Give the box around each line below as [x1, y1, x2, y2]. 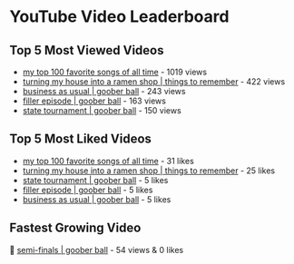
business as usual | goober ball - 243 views [22, 86, 186, 96]
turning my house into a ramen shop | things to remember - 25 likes [22, 165, 275, 176]
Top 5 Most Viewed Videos [9, 43, 165, 58]
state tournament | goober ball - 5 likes [22, 174, 169, 185]
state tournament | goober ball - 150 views [22, 105, 181, 115]
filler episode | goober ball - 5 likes [22, 184, 153, 195]
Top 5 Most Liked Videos [9, 132, 152, 147]
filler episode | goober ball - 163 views [22, 95, 166, 106]
